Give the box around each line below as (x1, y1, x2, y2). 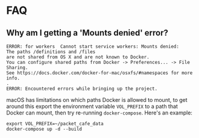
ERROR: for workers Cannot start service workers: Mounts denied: (6, 43, 180, 49)
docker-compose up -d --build (6, 126, 83, 132)
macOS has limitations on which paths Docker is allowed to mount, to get (6, 96, 188, 103)
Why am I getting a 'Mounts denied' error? (6, 28, 169, 38)
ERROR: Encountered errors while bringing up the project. (6, 86, 158, 92)
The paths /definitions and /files (6, 49, 96, 55)
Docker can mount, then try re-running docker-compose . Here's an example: (6, 109, 193, 116)
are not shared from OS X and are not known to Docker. (6, 54, 150, 60)
